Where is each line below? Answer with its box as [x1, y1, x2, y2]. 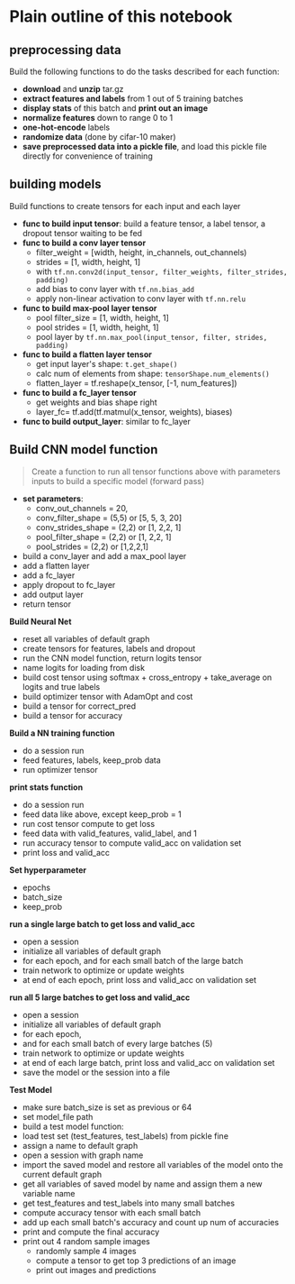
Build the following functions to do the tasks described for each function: [9, 66, 280, 77]
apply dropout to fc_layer [22, 579, 116, 590]
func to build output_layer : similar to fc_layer [22, 416, 191, 426]
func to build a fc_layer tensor [22, 387, 137, 398]
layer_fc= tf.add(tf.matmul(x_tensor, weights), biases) [35, 406, 233, 417]
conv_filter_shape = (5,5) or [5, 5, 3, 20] [35, 512, 183, 523]
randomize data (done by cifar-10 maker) [22, 132, 177, 142]
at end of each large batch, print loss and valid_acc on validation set [22, 1057, 275, 1068]
